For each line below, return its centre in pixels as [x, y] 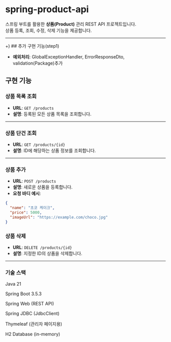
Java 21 [13, 284]
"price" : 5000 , [26, 212]
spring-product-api [47, 9]
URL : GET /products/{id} [39, 144]
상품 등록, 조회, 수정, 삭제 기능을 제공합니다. [49, 30]
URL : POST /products [34, 181]
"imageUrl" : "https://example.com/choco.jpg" [59, 217]
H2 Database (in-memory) [33, 334]
